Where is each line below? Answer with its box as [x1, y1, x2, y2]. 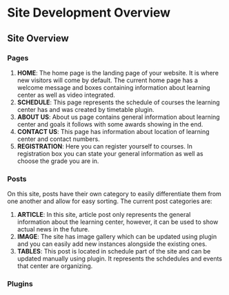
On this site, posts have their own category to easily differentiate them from [7, 190, 222, 198]
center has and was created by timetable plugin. [17, 105, 155, 113]
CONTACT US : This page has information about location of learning [17, 127, 210, 135]
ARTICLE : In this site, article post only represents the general [17, 211, 191, 219]
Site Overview [7, 32, 69, 44]
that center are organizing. [17, 262, 93, 270]
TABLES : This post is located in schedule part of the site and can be [17, 247, 211, 256]
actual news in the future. [17, 225, 90, 234]
